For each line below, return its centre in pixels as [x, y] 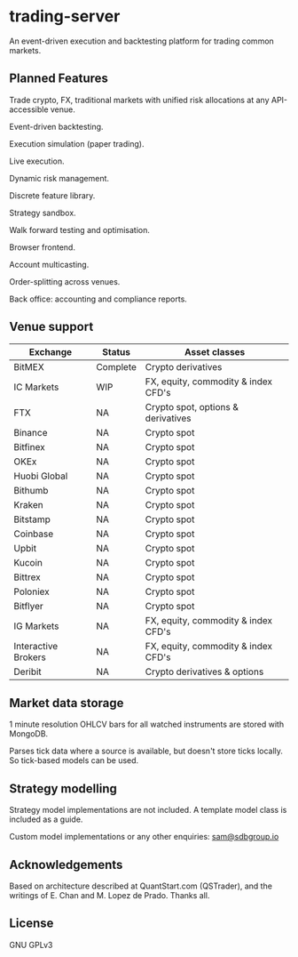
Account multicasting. [49, 264]
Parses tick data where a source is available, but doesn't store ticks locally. [146, 751]
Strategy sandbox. [43, 213]
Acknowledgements [66, 865]
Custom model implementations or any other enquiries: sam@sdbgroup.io [144, 837]
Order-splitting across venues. [65, 281]
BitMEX [29, 366]
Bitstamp [32, 519]
